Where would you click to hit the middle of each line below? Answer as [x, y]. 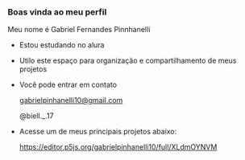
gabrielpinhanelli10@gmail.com [71, 101]
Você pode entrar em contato [68, 85]
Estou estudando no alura [62, 45]
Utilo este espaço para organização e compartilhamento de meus [128, 61]
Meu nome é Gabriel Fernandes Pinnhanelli [79, 30]
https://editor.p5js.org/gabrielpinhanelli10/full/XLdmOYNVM [118, 147]
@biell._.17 [36, 116]
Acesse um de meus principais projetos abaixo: [98, 132]
